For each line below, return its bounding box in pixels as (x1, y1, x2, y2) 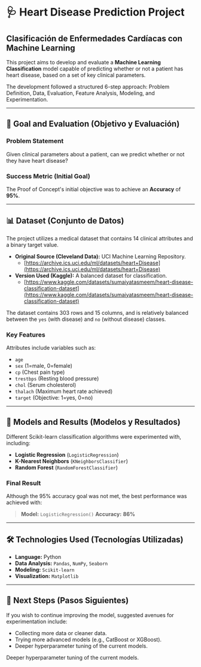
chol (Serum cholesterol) (14, 382, 77, 389)
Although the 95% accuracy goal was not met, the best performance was (6, 493, 187, 500)
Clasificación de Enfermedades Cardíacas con (6, 33, 182, 43)
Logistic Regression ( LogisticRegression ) (14, 451, 119, 458)
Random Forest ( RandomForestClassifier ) (14, 464, 118, 471)
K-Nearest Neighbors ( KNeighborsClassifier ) (14, 457, 129, 464)
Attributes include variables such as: (6, 344, 96, 352)
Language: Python (14, 553, 62, 561)
